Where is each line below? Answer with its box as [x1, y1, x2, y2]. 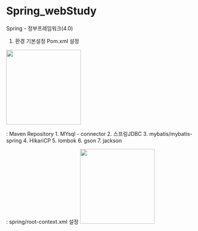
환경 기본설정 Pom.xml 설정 [14, 37, 79, 44]
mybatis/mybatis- [148, 130, 193, 137]
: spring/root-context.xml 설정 [6, 218, 79, 225]
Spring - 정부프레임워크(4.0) [6, 25, 73, 32]
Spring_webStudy [6, 4, 97, 18]
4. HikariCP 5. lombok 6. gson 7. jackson [23, 136, 122, 144]
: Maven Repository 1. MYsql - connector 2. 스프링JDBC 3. [6, 130, 148, 137]
